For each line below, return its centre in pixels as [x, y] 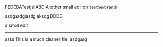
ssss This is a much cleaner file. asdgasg [46, 39]
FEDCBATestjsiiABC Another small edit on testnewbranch [61, 7]
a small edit [16, 25]
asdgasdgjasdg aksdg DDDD [34, 16]
